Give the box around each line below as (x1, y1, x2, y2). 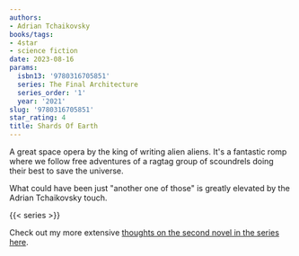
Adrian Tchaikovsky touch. (9, 192, 108, 203)
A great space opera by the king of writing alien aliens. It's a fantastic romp (9, 146, 287, 157)
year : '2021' (17, 96, 66, 106)
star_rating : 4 (9, 113, 66, 122)
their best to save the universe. (9, 165, 124, 176)
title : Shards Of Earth (9, 122, 99, 131)
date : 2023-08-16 (9, 55, 75, 64)
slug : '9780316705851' (9, 105, 94, 114)
